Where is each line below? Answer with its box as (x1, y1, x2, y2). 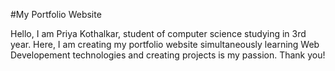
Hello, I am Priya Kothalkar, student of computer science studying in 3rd (10, 28, 307, 39)
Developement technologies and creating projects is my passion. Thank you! (10, 49, 326, 61)
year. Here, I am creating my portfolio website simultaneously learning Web (10, 39, 320, 50)
